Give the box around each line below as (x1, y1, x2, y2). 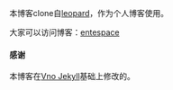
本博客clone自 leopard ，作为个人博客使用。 (9, 8, 169, 18)
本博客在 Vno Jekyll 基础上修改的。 (9, 71, 135, 82)
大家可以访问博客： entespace (9, 27, 120, 38)
